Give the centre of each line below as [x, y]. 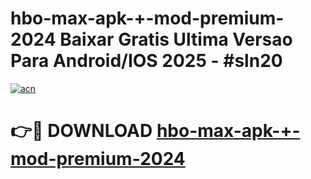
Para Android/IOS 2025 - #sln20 [146, 61]
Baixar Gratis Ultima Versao [176, 39]
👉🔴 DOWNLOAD [81, 131]
